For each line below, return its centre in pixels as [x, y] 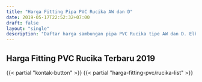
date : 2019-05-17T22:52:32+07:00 [48, 17]
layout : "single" [28, 28]
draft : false [23, 23]
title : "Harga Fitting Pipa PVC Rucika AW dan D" [70, 12]
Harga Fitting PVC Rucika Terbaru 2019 [81, 58]
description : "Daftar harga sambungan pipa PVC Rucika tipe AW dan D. [96, 34]
